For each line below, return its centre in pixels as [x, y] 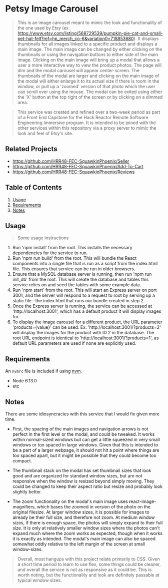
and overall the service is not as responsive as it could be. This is [84, 569]
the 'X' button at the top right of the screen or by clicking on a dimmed [90, 97]
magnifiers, [24, 507]
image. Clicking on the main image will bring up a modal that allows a [88, 60]
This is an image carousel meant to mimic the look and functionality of [90, 23]
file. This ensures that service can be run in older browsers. [74, 269]
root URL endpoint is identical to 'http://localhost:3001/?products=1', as [85, 338]
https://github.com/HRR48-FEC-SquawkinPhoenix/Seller [71, 161]
